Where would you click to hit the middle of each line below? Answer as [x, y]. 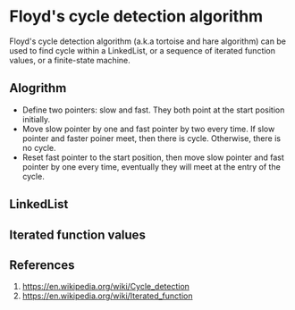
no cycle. [39, 147]
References [42, 265]
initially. [36, 119]
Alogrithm [38, 88]
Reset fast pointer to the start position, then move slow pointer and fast [153, 157]
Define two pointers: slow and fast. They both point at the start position [153, 110]
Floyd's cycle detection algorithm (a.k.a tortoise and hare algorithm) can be [147, 41]
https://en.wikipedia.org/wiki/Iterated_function [107, 296]
